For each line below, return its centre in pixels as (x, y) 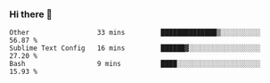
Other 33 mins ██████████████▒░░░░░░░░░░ (135, 33)
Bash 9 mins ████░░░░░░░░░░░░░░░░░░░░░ (135, 64)
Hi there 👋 (31, 14)
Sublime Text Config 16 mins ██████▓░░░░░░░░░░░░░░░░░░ (135, 48)
